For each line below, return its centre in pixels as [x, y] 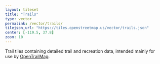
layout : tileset [22, 10]
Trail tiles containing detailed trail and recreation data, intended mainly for [80, 51]
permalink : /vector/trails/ [34, 23]
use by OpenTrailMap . [27, 56]
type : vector [19, 19]
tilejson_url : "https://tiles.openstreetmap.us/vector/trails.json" [77, 28]
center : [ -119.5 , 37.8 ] [30, 32]
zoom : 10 [14, 37]
